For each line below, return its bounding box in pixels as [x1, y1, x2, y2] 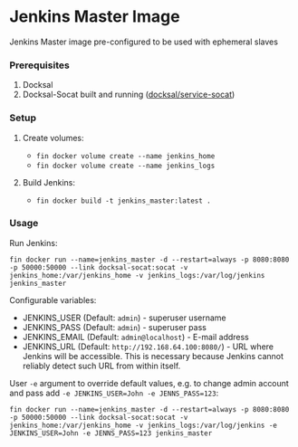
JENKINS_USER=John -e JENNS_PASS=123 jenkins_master [9, 428, 213, 438]
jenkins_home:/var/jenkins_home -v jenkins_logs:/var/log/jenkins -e [9, 421, 278, 430]
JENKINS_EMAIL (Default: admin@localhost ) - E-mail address [22, 331, 249, 342]
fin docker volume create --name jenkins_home [35, 151, 216, 160]
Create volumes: [22, 132, 84, 143]
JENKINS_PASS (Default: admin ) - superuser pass [22, 321, 207, 332]
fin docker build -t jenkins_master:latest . [35, 196, 211, 205]
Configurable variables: [9, 294, 97, 305]
